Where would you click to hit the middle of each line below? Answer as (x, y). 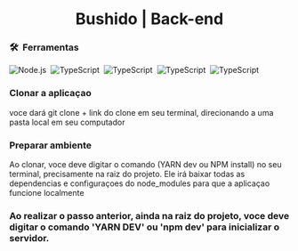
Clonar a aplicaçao (50, 93)
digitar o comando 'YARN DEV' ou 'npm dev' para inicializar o (145, 227)
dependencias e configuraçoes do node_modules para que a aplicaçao (140, 183)
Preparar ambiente (50, 145)
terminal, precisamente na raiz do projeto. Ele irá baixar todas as (127, 174)
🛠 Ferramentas (44, 47)
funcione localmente (47, 193)
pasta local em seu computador (67, 122)
